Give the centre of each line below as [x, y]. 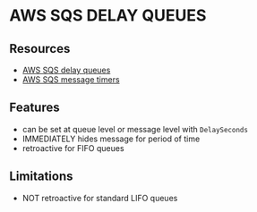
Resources [40, 49]
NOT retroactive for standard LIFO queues [100, 198]
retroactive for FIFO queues [73, 148]
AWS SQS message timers [71, 80]
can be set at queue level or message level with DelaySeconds [135, 129]
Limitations [41, 177]
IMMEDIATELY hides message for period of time [111, 139]
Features [34, 108]
